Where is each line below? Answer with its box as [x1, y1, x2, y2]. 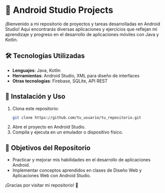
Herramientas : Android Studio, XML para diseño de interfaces [12, 72, 140, 78]
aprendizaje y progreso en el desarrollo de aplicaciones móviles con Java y [5, 31, 159, 37]
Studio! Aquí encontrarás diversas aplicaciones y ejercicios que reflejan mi [5, 26, 158, 32]
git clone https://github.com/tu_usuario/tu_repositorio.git [12, 115, 142, 120]
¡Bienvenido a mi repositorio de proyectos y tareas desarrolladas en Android [5, 21, 161, 27]
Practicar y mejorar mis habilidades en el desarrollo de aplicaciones [12, 157, 151, 163]
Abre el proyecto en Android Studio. [12, 124, 86, 130]
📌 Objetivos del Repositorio [5, 143, 91, 152]
